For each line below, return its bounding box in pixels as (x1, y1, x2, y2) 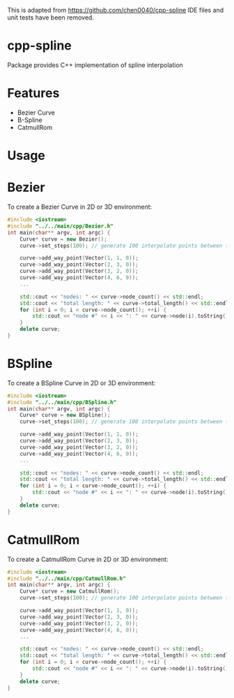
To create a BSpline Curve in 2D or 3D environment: (7, 378, 156, 387)
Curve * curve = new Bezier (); (19, 235, 108, 243)
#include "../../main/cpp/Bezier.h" (7, 223, 114, 230)
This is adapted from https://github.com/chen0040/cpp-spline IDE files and (7, 6, 224, 14)
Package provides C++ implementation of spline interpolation (7, 61, 183, 69)
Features (7, 85, 60, 101)
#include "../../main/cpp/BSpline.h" (7, 399, 117, 406)
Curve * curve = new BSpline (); (19, 412, 111, 419)
